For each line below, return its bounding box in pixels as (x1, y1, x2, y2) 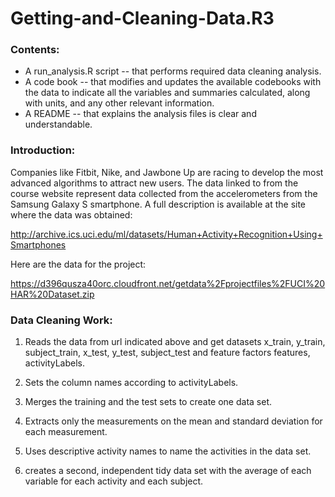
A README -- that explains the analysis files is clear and (24, 108, 257, 120)
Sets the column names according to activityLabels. (24, 377, 239, 389)
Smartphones (10, 238, 67, 251)
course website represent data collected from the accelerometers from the (10, 187, 318, 199)
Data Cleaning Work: (10, 313, 113, 327)
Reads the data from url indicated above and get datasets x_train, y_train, (24, 336, 326, 348)
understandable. (24, 118, 93, 131)
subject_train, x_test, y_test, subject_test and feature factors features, (24, 347, 311, 359)
